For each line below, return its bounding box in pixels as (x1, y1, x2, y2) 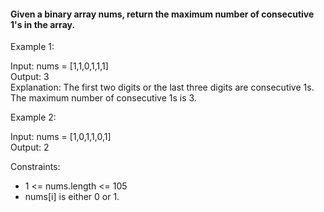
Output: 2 (10, 141, 50, 154)
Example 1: (10, 41, 55, 53)
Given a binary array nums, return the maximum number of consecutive (10, 8, 315, 20)
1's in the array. (10, 18, 76, 30)
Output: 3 (10, 71, 50, 83)
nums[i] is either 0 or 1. (24, 191, 120, 203)
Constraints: (10, 161, 61, 173)
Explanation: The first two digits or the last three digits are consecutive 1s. (10, 81, 315, 94)
